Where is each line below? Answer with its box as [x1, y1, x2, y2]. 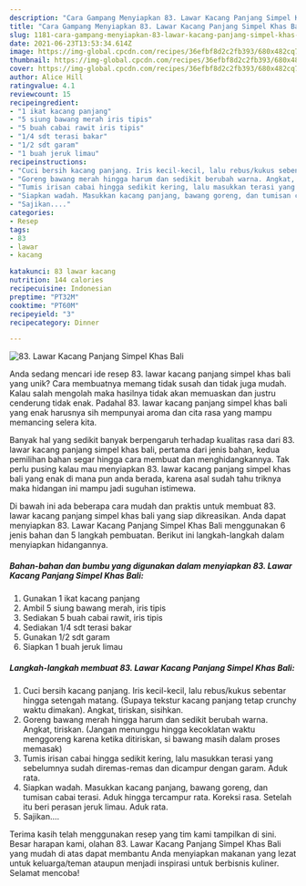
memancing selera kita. [9, 417, 97, 428]
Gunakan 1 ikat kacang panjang [22, 593, 140, 604]
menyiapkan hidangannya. [9, 540, 108, 551]
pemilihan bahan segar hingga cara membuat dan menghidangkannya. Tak [9, 454, 290, 465]
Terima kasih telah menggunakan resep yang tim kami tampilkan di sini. [9, 829, 277, 840]
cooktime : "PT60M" [9, 301, 79, 310]
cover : [9, 65, 35, 74]
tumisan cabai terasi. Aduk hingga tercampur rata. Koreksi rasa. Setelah [22, 792, 292, 803]
